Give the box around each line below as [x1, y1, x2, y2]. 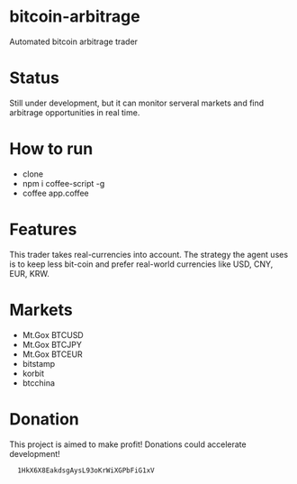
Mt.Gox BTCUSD [22, 329, 84, 340]
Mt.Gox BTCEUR [22, 349, 83, 360]
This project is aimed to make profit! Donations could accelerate [9, 439, 247, 450]
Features [9, 219, 77, 240]
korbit [22, 368, 45, 379]
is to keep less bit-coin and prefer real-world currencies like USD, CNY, [9, 259, 274, 269]
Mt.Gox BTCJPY [22, 339, 83, 350]
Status [9, 68, 60, 88]
